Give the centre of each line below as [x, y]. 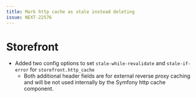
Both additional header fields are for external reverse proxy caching [107, 76]
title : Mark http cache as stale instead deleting [71, 12]
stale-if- [179, 64]
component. [39, 89]
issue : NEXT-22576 [29, 17]
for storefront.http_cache [62, 70]
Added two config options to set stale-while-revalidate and [90, 63]
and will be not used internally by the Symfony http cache [95, 82]
